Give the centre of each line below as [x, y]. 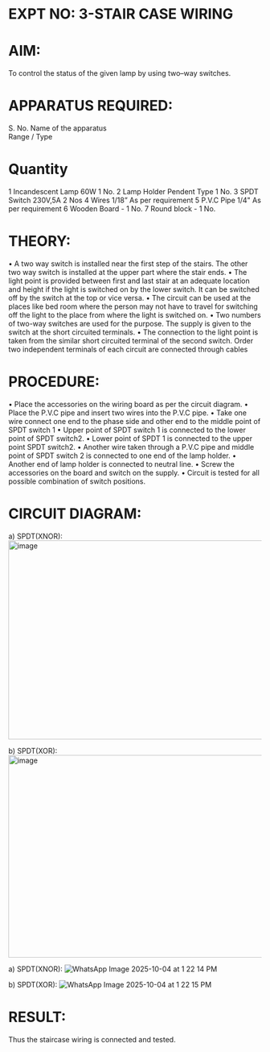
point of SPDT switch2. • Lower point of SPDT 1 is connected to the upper [131, 438]
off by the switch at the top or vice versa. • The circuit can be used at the [130, 297]
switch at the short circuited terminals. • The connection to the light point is [133, 332]
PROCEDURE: [54, 382]
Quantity [38, 169]
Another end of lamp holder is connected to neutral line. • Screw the [121, 464]
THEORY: [39, 241]
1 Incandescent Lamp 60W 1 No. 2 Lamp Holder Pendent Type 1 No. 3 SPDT [133, 191]
